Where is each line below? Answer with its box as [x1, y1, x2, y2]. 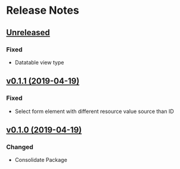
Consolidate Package [14, 156, 67, 164]
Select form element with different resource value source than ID [14, 107, 174, 115]
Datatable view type [14, 59, 64, 66]
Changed [6, 143, 34, 151]
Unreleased [6, 27, 51, 38]
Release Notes [6, 4, 79, 17]
